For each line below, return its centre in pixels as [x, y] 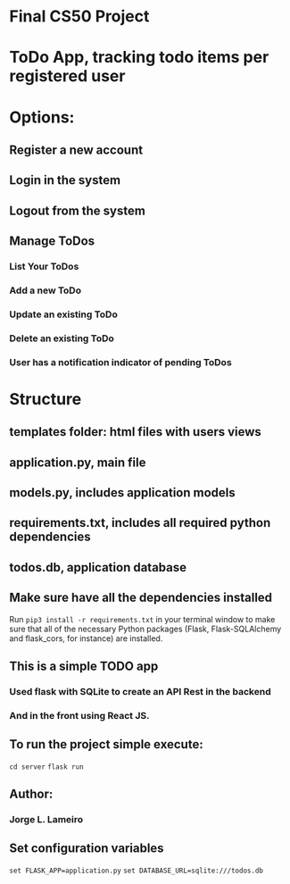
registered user [67, 76]
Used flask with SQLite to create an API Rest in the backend [140, 692]
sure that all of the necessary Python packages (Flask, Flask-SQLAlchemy [145, 629]
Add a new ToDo [46, 290]
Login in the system [65, 180]
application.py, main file [78, 462]
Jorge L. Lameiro [46, 820]
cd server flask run [46, 767]
